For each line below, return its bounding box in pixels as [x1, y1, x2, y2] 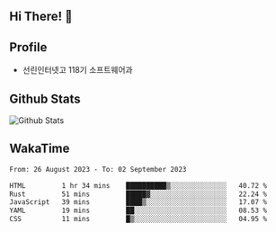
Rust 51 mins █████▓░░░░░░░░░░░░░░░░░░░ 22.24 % [9, 190, 268, 199]
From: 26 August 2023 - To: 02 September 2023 [9, 165, 187, 174]
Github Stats [9, 91, 81, 106]
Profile [9, 40, 48, 55]
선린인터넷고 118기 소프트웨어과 [22, 65, 133, 76]
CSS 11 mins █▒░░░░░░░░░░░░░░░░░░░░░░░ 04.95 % [9, 215, 268, 224]
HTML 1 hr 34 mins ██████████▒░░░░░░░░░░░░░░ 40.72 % [9, 181, 268, 190]
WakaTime [9, 141, 70, 156]
